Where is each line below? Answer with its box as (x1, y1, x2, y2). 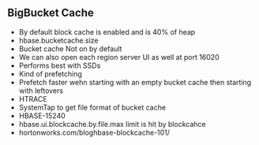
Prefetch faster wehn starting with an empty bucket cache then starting (18, 77, 252, 87)
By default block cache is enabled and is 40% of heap (18, 27, 196, 36)
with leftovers (18, 86, 64, 95)
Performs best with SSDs (18, 61, 101, 70)
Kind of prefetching (18, 69, 82, 78)
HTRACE (18, 94, 48, 103)
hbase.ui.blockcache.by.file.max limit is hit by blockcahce (18, 119, 206, 128)
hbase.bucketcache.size (18, 35, 99, 45)
